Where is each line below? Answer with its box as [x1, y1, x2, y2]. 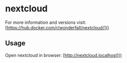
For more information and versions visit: [5, 19, 87, 25]
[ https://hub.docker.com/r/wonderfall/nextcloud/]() [5, 24, 109, 30]
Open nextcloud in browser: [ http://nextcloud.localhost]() [5, 52, 122, 58]
